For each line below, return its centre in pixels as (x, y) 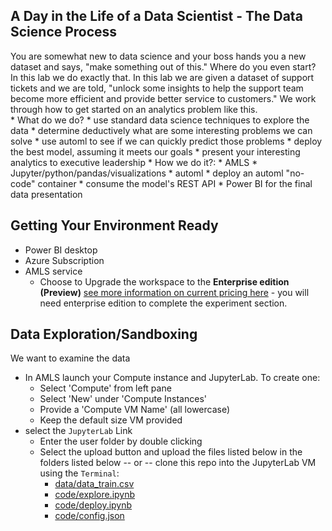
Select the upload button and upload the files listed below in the (171, 452)
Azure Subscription (64, 260)
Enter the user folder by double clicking (121, 441)
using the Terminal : (79, 473)
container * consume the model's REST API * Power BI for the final (175, 183)
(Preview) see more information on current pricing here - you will (174, 292)
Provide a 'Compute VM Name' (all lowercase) (135, 410)
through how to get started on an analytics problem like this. (134, 109)
